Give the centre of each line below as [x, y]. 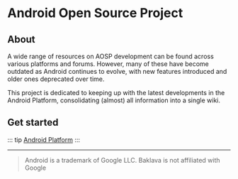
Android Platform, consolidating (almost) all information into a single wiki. [114, 100]
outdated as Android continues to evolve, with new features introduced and [117, 71]
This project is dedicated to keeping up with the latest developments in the [116, 93]
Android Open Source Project [95, 13]
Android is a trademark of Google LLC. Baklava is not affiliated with [123, 160]
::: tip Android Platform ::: [44, 139]
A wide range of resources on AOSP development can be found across [110, 56]
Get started [33, 123]
